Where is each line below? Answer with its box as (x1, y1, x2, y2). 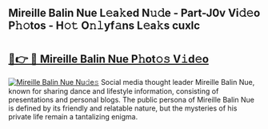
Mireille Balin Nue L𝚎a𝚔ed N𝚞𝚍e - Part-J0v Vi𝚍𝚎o (8, 6, 261, 20)
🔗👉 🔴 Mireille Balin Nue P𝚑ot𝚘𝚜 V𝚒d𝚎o (8, 52, 210, 66)
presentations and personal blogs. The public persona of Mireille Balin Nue (8, 95, 254, 104)
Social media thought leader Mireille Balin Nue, (101, 78, 255, 87)
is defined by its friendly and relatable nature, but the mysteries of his (8, 103, 238, 113)
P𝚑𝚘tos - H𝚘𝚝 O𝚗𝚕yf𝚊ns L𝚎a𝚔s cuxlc (8, 19, 201, 33)
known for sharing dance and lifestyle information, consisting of (8, 87, 219, 95)
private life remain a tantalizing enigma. (8, 112, 138, 121)
